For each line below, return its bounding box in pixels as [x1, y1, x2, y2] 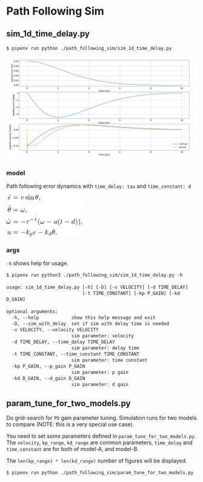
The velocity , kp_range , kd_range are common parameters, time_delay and [6, 439, 193, 446]
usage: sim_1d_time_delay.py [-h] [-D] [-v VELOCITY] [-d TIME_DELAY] [6, 284, 188, 291]
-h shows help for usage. [6, 260, 68, 267]
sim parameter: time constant [71, 357, 148, 363]
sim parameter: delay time [71, 345, 139, 351]
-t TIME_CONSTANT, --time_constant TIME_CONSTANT [12, 351, 139, 357]
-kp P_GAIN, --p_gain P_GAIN [12, 363, 85, 370]
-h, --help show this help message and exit [12, 315, 156, 321]
